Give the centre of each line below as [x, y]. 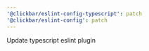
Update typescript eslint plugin [51, 40]
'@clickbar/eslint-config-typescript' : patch [74, 14]
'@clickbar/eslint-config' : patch [57, 20]
